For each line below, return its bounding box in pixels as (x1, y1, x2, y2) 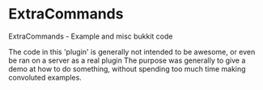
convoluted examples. (8, 72, 83, 82)
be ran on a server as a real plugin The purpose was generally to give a (8, 55, 246, 65)
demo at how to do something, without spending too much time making (8, 63, 246, 73)
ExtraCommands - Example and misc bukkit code (8, 31, 173, 41)
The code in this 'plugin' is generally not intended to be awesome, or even (8, 47, 256, 56)
